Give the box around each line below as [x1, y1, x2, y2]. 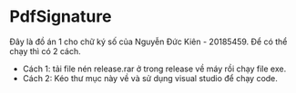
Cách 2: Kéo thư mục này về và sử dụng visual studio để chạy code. [22, 72, 278, 83]
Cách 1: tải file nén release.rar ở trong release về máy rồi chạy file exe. [22, 63, 287, 74]
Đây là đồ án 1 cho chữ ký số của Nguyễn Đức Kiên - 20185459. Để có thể [9, 36, 288, 47]
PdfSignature [9, 6, 112, 27]
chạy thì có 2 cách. [9, 45, 82, 56]
